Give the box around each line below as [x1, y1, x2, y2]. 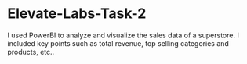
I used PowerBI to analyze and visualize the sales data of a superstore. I [7, 30, 240, 40]
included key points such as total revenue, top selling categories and [7, 38, 229, 48]
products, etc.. [7, 47, 55, 56]
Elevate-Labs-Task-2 [7, 5, 147, 23]
